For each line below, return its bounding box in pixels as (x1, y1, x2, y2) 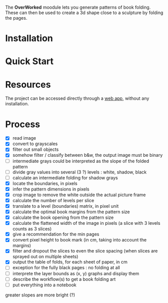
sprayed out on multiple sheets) (12, 254, 78, 260)
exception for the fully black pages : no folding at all (12, 265, 120, 271)
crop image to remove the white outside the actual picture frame (12, 192, 146, 198)
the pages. (5, 15, 28, 21)
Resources (5, 79, 51, 90)
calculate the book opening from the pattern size (12, 214, 114, 221)
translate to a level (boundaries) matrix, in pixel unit (12, 203, 119, 209)
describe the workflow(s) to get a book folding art (12, 276, 116, 282)
